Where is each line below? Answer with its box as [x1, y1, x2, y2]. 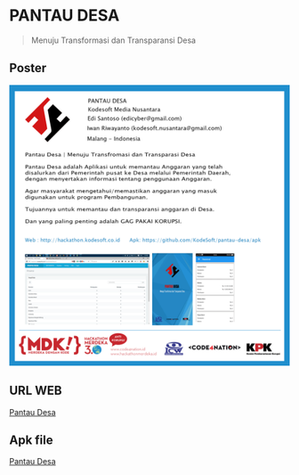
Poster [9, 61, 47, 76]
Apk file [9, 432, 53, 447]
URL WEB [9, 383, 62, 398]
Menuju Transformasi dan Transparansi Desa [30, 35, 197, 45]
